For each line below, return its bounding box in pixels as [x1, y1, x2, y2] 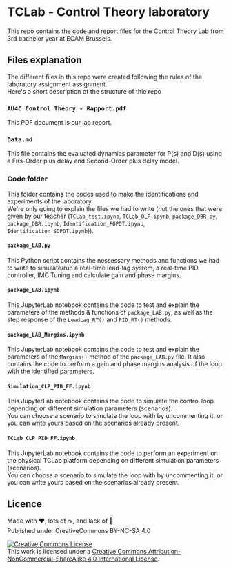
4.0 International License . [87, 555, 160, 563]
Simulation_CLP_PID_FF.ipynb [7, 383, 91, 390]
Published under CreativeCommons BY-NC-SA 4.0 [7, 527, 151, 535]
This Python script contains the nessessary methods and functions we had [7, 256, 220, 264]
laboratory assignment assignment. [7, 80, 108, 88]
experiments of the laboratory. [7, 197, 93, 206]
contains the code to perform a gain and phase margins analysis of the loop [7, 360, 223, 368]
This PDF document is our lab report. [7, 119, 112, 127]
